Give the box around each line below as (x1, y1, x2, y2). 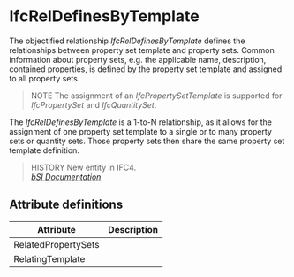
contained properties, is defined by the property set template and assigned (9, 64, 283, 74)
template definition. (9, 144, 79, 156)
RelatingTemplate (13, 252, 86, 265)
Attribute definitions (9, 197, 124, 212)
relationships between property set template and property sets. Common (9, 44, 275, 55)
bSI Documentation (30, 171, 102, 182)
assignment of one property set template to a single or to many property (9, 126, 272, 136)
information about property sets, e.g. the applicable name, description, (9, 54, 267, 65)
